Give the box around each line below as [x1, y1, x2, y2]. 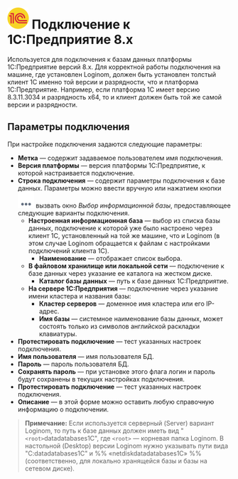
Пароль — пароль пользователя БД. [17, 360, 129, 368]
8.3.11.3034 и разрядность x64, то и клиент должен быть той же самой [7, 92, 222, 101]
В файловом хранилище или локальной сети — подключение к [28, 262, 225, 270]
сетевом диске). [24, 464, 75, 473]
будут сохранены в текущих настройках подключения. [17, 375, 185, 383]
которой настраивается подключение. [17, 168, 135, 177]
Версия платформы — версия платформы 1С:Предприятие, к [17, 161, 206, 170]
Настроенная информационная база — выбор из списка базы [28, 216, 220, 225]
